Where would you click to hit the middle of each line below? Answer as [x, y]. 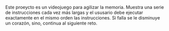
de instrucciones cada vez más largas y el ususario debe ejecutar [74, 12]
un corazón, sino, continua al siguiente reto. [51, 23]
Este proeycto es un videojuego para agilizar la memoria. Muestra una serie [85, 7]
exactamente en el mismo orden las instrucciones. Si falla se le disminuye [83, 18]
